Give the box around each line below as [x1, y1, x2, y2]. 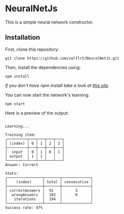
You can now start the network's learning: [5, 92, 90, 98]
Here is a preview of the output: [5, 110, 69, 116]
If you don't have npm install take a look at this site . [5, 82, 110, 88]
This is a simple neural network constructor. [5, 19, 94, 25]
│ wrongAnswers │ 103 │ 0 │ [5, 192, 93, 197]
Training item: [5, 132, 36, 137]
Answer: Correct [5, 162, 38, 167]
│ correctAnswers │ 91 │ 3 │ [5, 188, 93, 193]
